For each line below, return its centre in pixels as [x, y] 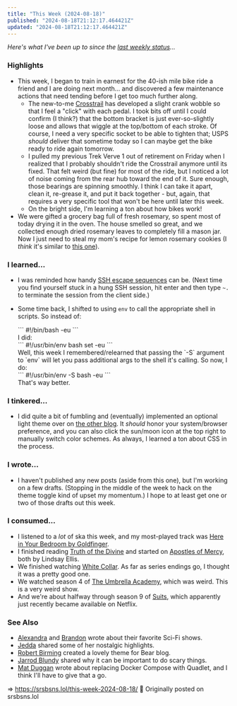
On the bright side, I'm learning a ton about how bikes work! [115, 209]
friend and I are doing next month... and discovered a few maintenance [121, 88]
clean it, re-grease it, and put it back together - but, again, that [119, 193]
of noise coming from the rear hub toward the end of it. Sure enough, [128, 178]
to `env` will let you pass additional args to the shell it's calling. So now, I [122, 360]
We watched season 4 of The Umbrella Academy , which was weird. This [123, 581]
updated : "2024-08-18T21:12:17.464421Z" [68, 27]
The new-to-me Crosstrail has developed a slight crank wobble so [124, 103]
